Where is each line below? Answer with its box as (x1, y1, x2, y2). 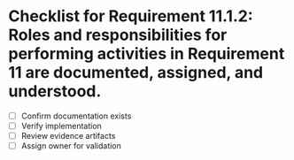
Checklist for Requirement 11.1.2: (8, 6, 253, 27)
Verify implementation (20, 121, 103, 131)
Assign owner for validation (20, 141, 121, 151)
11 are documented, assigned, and (8, 63, 264, 83)
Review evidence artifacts (20, 131, 116, 141)
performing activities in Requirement (8, 44, 285, 64)
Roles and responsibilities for (8, 25, 228, 45)
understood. (8, 81, 102, 102)
